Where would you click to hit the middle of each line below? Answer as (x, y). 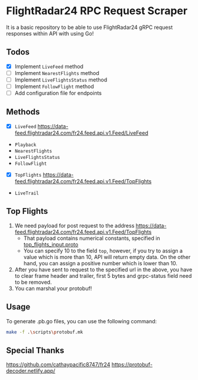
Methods (23, 112)
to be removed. (33, 282)
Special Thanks (35, 350)
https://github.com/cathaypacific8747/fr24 (58, 365)
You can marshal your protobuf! (53, 288)
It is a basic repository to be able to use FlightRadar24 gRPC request (90, 27)
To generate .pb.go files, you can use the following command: (82, 321)
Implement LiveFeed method (49, 66)
